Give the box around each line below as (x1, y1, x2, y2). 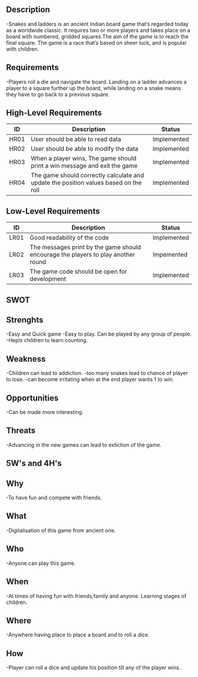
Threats (6, 426, 36, 436)
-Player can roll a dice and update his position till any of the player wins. (6, 664, 181, 671)
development (29, 275, 67, 283)
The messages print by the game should (29, 243, 141, 251)
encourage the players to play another (29, 251, 136, 259)
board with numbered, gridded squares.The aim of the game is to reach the (6, 32, 189, 40)
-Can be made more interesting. (6, 409, 84, 416)
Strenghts (6, 315, 44, 325)
